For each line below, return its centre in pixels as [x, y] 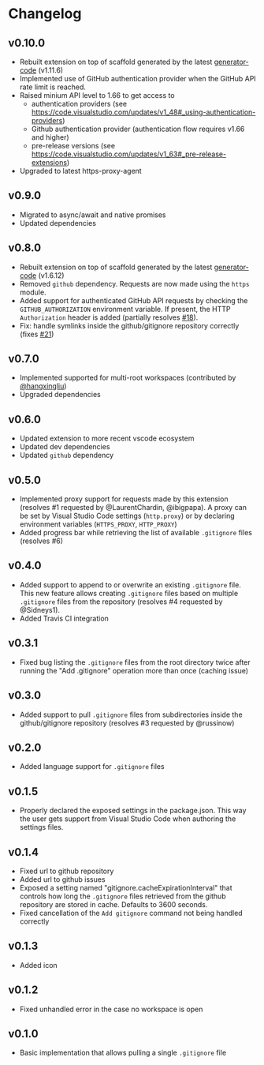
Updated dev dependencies [65, 447]
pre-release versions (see [73, 146]
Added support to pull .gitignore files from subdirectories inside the [131, 714]
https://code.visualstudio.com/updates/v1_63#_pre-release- [129, 154]
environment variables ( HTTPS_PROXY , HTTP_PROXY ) [98, 524]
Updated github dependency [67, 456]
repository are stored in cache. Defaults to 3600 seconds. [113, 904]
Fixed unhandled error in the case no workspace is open [111, 1009]
